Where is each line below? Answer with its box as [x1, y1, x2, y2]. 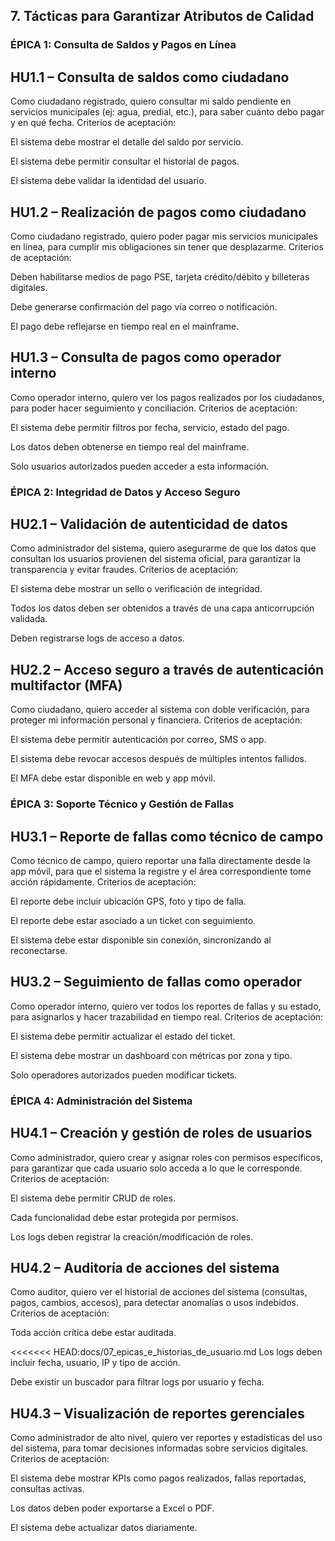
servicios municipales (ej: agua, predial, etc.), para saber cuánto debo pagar [10, 106, 325, 118]
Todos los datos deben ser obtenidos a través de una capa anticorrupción [10, 602, 315, 614]
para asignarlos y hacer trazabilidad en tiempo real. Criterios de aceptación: [10, 1010, 324, 1023]
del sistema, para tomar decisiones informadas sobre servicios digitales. [10, 1442, 309, 1454]
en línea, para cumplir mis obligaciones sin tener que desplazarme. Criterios [10, 240, 324, 253]
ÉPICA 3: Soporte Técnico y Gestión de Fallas [10, 797, 235, 811]
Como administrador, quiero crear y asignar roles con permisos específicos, [10, 1151, 323, 1163]
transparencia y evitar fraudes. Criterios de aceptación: [10, 564, 238, 576]
